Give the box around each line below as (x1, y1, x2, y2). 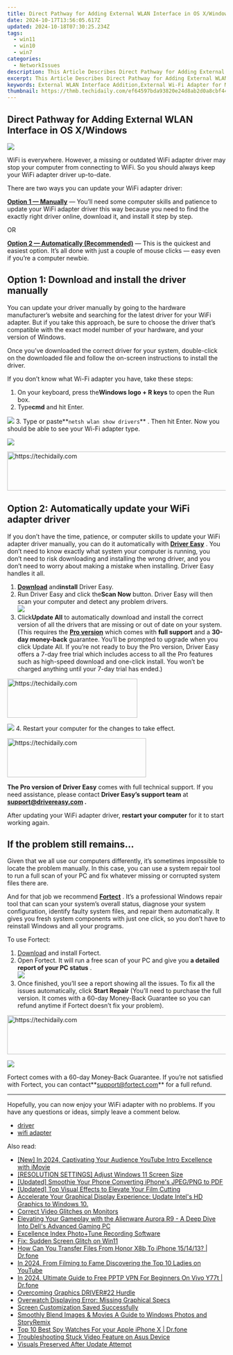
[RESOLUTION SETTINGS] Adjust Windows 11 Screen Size (17, 1170, 184, 1179)
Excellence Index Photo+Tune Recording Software (17, 1229, 161, 1238)
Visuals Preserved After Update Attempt (17, 1340, 132, 1349)
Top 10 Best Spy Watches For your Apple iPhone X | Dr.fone (17, 1325, 188, 1334)
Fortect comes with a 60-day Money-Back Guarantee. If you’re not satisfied (7, 1073, 223, 1081)
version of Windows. (7, 333, 66, 341)
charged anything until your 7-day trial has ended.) (17, 664, 163, 673)
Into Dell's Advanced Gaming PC (17, 1222, 111, 1231)
